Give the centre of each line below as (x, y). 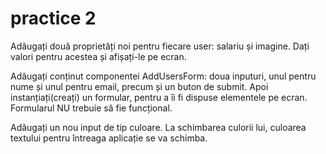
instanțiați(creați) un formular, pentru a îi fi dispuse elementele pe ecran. (159, 97)
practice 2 (53, 18)
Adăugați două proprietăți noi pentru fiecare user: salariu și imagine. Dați (160, 46)
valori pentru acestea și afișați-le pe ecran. (98, 56)
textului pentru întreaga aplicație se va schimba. (109, 138)
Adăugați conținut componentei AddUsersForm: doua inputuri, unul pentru (163, 76)
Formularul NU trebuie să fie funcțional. (91, 108)
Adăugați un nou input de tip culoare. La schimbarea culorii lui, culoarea (158, 127)
